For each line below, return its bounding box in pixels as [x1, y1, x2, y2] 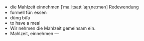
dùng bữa [10, 15, 30, 21]
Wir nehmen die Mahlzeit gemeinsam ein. [10, 25, 96, 31]
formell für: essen [10, 9, 47, 15]
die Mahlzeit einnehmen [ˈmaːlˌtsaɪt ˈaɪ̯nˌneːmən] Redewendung [10, 4, 139, 10]
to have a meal [10, 20, 41, 26]
